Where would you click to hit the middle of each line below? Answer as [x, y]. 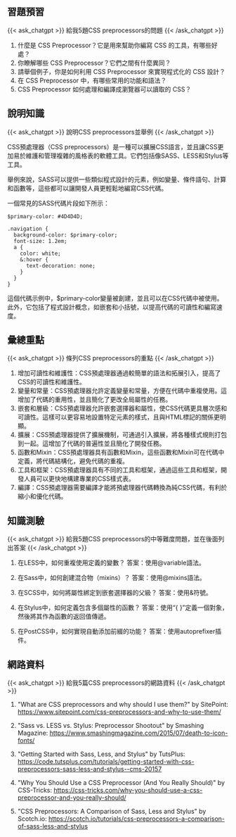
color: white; [40, 253]
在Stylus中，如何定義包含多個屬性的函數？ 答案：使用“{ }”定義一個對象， [123, 608]
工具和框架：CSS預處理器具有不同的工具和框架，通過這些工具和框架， [119, 470]
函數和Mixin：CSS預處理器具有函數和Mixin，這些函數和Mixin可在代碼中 [121, 453]
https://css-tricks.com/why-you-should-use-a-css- [128, 791]
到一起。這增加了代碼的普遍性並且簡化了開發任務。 [91, 443]
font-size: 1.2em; [41, 241]
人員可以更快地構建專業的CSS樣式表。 [79, 479]
